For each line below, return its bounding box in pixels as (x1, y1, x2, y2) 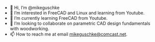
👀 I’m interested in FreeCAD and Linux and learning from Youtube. (9, 10, 145, 16)
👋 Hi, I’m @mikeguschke (9, 5, 60, 10)
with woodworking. (9, 26, 50, 32)
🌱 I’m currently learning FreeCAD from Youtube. (9, 15, 108, 21)
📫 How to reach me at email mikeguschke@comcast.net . (9, 31, 128, 37)
